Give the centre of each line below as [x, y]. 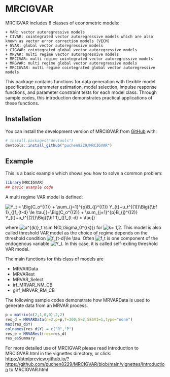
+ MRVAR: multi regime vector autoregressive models [62, 54]
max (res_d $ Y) [19, 324]
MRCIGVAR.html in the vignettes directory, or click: [58, 354]
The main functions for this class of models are [55, 259]
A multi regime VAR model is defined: [44, 197]
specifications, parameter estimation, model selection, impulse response [81, 87]
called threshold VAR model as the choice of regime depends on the [77, 233]
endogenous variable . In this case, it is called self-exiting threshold [82, 244]
